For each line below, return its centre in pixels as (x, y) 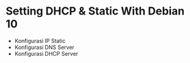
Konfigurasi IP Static (40, 41)
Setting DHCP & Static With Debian (95, 11)
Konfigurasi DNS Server (44, 47)
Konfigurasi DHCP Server (46, 53)
